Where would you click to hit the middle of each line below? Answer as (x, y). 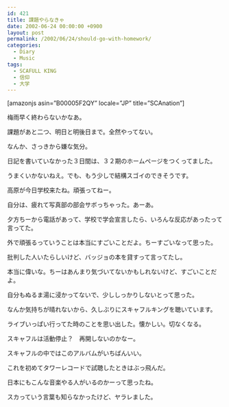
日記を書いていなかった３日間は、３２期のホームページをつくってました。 (112, 161)
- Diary (24, 52)
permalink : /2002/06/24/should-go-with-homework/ (80, 39)
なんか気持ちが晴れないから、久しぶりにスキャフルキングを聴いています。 (112, 310)
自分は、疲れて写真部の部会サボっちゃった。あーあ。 (82, 205)
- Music (24, 58)
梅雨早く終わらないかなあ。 (46, 117)
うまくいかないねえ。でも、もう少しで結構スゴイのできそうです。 (100, 176)
